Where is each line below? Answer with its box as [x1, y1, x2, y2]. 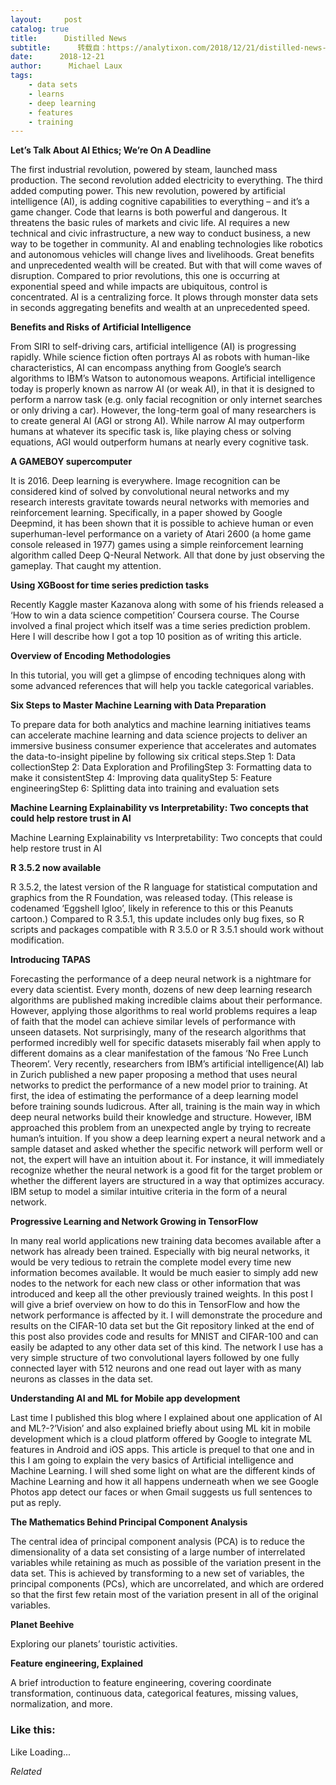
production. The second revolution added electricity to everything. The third [10, 174, 323, 186]
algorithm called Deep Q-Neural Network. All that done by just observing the [10, 549, 326, 561]
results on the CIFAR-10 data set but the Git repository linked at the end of [10, 1320, 315, 1332]
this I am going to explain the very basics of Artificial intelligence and [10, 1454, 294, 1466]
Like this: [10, 1723, 56, 1737]
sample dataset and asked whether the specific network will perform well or [10, 1143, 323, 1155]
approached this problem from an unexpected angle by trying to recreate [10, 1122, 312, 1134]
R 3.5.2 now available [10, 862, 102, 874]
